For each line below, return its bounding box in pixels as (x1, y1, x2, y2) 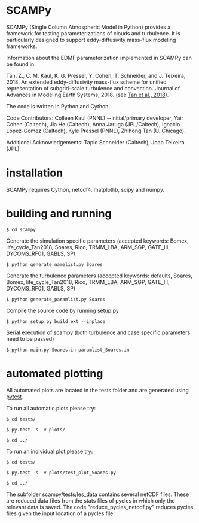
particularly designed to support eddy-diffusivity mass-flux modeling (6, 36, 176, 43)
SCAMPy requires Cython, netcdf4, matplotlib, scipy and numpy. (6, 186, 164, 193)
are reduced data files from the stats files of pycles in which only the (6, 497, 175, 504)
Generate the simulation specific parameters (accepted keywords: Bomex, (6, 237, 189, 244)
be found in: (6, 61, 36, 68)
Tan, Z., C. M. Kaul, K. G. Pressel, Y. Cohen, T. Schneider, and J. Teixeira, (6, 72, 186, 79)
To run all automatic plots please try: (6, 404, 96, 412)
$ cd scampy (6, 226, 36, 232)
